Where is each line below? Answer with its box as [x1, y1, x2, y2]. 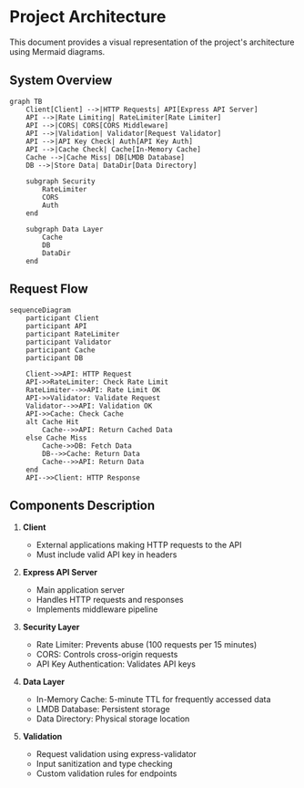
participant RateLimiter [25, 329, 120, 338]
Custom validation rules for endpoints [35, 768, 177, 779]
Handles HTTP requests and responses [35, 595, 184, 606]
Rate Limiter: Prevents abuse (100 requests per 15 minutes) [35, 639, 258, 650]
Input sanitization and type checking [35, 759, 173, 770]
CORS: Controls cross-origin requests [35, 649, 178, 660]
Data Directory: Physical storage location [35, 713, 190, 724]
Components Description [9, 497, 156, 513]
